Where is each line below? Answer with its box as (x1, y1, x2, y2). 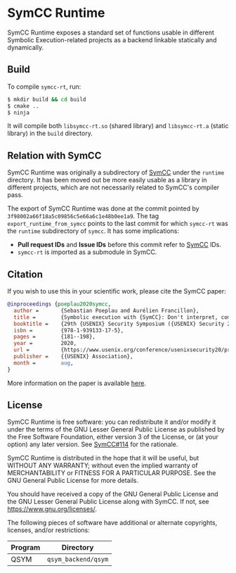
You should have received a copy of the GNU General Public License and (7, 490, 218, 498)
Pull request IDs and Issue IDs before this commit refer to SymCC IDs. (17, 241, 222, 249)
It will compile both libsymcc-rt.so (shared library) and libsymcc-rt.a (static (7, 122, 229, 130)
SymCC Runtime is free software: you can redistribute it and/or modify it (7, 417, 216, 427)
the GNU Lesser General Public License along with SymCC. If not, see (7, 498, 209, 506)
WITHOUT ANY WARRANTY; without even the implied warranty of (7, 461, 198, 470)
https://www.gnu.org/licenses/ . (7, 505, 97, 513)
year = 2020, (13, 340, 77, 347)
